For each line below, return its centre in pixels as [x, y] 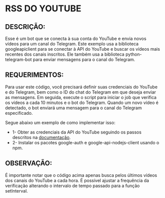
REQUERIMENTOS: [35, 75]
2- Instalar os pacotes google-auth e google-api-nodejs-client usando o [86, 142]
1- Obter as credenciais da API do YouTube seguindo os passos [77, 132]
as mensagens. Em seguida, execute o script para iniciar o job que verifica [81, 97]
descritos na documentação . [41, 137]
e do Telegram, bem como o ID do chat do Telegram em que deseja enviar [81, 92]
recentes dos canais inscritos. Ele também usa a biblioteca [65, 54]
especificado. [19, 113]
